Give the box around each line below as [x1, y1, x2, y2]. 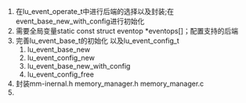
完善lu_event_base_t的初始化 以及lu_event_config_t [15, 36, 180, 45]
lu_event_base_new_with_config [27, 62, 131, 70]
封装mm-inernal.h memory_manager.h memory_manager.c [15, 79, 204, 88]
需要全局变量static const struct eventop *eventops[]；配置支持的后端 [15, 27, 239, 35]
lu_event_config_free [27, 69, 94, 79]
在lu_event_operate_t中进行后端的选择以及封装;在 [15, 7, 175, 16]
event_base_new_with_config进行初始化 [15, 16, 145, 26]
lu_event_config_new [27, 53, 96, 62]
